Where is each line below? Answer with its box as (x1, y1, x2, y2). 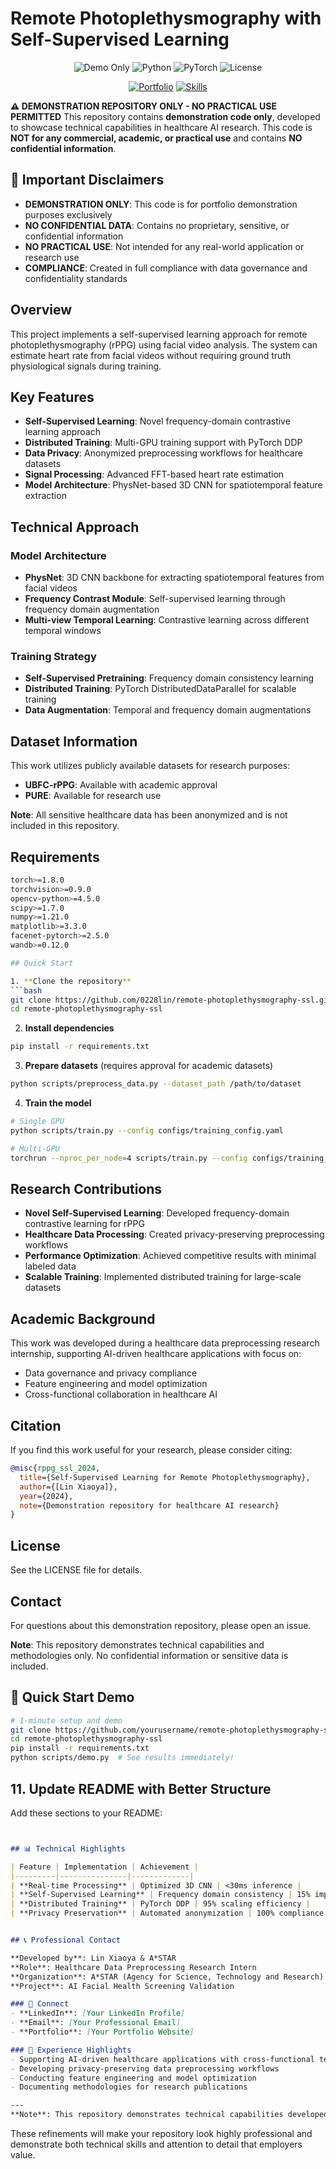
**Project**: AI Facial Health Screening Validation (10, 1981, 235, 1991)
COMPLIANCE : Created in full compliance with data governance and (24, 262, 308, 274)
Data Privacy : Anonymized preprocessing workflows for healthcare (24, 447, 303, 459)
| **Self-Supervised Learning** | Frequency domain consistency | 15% (10, 1890, 311, 1900)
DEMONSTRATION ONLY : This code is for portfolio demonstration (24, 198, 298, 210)
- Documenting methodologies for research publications (10, 2082, 248, 2092)
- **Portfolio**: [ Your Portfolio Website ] (10, 2027, 195, 2037)
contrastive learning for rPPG (24, 1218, 145, 1230)
